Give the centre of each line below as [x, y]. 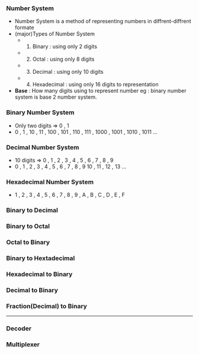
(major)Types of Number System [54, 34]
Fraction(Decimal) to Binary [47, 306]
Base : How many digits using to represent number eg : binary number [100, 91]
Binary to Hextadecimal [41, 258]
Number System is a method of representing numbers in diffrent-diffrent [103, 21]
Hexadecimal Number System [50, 181]
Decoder [19, 328]
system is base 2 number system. [56, 97]
